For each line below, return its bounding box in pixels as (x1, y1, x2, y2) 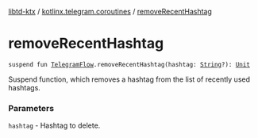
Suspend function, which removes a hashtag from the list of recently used (8, 75, 251, 84)
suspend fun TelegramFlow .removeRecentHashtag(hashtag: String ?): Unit (8, 60, 250, 68)
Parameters (8, 102, 54, 113)
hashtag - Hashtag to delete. (8, 121, 101, 130)
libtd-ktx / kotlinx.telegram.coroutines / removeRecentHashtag (8, 7, 213, 16)
